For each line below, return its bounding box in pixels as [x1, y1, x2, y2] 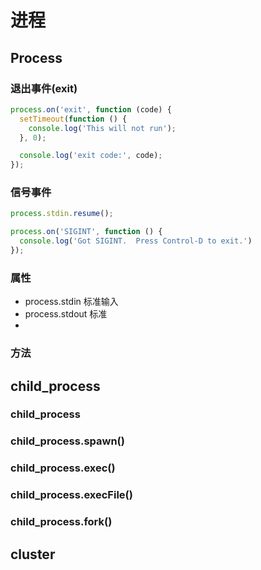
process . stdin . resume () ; [10, 209, 114, 219]
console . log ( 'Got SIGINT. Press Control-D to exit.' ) [19, 236, 253, 246]
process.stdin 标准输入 [24, 296, 119, 308]
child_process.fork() [10, 515, 113, 529]
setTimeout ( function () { [19, 114, 128, 124]
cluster [10, 546, 56, 563]
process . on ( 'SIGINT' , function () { [10, 227, 163, 237]
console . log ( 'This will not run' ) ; [28, 123, 177, 133]
